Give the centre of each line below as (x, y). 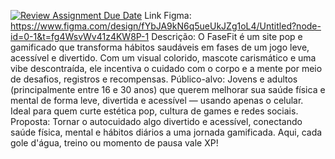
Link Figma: (168, 15)
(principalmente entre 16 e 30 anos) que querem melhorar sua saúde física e (168, 89)
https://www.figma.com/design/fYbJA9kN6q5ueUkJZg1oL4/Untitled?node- (166, 26)
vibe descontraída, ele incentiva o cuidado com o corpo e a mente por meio (166, 68)
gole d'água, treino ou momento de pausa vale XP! (114, 143)
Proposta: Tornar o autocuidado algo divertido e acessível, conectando (156, 121)
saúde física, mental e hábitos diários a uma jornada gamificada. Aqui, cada (166, 132)
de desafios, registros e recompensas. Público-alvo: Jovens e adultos (154, 79)
